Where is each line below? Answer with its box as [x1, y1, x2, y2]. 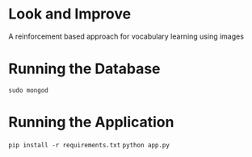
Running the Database [8, 60, 161, 78]
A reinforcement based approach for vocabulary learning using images [8, 31, 245, 41]
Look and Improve [8, 5, 132, 23]
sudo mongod [8, 86, 48, 94]
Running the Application [8, 114, 174, 131]
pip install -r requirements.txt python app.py [8, 141, 170, 149]
